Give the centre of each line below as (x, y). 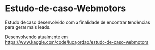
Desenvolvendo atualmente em (36, 37)
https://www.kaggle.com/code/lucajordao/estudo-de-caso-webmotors (77, 42)
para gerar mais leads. (28, 27)
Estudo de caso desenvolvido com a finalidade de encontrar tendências (78, 22)
